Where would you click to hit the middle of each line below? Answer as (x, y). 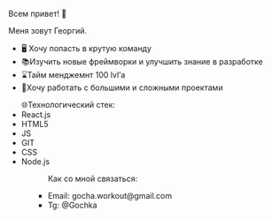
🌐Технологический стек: (68, 105)
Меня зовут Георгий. (48, 30)
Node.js (35, 162)
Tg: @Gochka (73, 205)
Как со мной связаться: (93, 178)
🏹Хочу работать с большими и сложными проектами (122, 87)
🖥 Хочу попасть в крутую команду (86, 48)
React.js (36, 114)
